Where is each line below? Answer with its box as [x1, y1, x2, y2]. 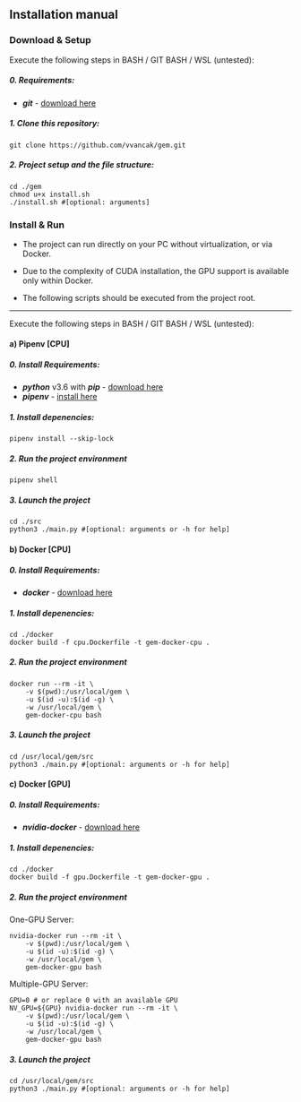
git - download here [21, 98, 97, 108]
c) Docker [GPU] [9, 779, 72, 789]
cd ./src [9, 517, 42, 527]
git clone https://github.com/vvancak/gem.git [9, 141, 186, 150]
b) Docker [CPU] [9, 544, 72, 555]
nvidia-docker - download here [21, 822, 141, 832]
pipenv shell [9, 476, 58, 485]
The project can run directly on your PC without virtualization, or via [21, 238, 273, 249]
